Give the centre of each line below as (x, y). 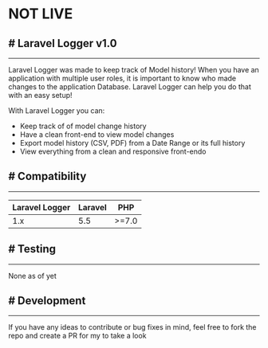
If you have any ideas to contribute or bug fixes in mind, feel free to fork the (132, 327)
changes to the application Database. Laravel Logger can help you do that (130, 87)
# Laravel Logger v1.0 (63, 43)
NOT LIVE (41, 14)
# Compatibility (47, 176)
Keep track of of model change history (83, 126)
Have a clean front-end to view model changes (97, 135)
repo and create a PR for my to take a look (77, 336)
